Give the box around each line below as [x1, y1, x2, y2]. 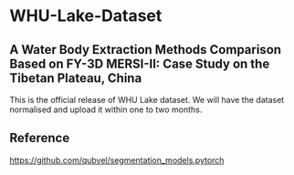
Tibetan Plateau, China [9, 70, 142, 86]
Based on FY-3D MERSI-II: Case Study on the [9, 56, 270, 71]
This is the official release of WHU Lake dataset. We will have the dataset [9, 95, 285, 105]
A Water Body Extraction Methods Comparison [9, 42, 281, 57]
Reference [9, 130, 70, 146]
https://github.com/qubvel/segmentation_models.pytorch [9, 154, 225, 165]
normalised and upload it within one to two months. [9, 104, 203, 115]
